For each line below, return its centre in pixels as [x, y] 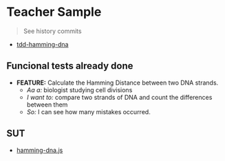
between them [47, 105]
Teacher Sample [54, 12]
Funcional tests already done [70, 66]
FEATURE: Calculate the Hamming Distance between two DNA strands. [117, 83]
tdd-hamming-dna [42, 44]
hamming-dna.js [40, 150]
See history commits [52, 31]
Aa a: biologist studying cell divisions [79, 89]
